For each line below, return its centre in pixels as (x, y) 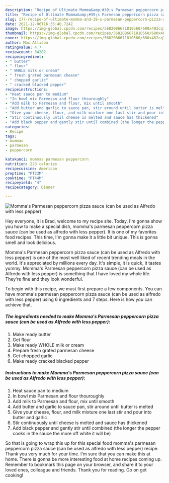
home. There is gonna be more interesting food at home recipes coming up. (83, 459)
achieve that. (19, 305)
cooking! (14, 475)
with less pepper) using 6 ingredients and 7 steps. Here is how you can (79, 299)
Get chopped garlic (32, 356)
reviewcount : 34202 (26, 52)
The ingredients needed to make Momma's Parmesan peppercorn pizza (82, 316)
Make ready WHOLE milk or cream (48, 345)
